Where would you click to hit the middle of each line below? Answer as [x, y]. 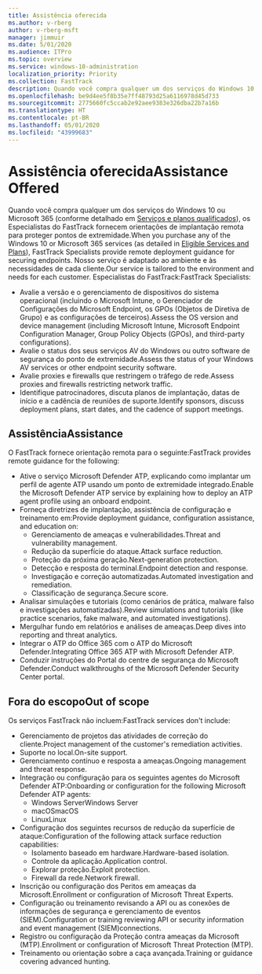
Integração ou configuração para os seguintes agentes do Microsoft [130, 778]
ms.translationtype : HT [47, 111]
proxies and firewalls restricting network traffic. [96, 384]
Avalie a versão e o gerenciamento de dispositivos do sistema [119, 292]
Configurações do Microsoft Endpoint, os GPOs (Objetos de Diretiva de [134, 308]
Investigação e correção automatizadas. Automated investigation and [142, 577]
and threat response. [53, 769]
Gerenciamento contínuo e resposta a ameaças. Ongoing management [133, 761]
